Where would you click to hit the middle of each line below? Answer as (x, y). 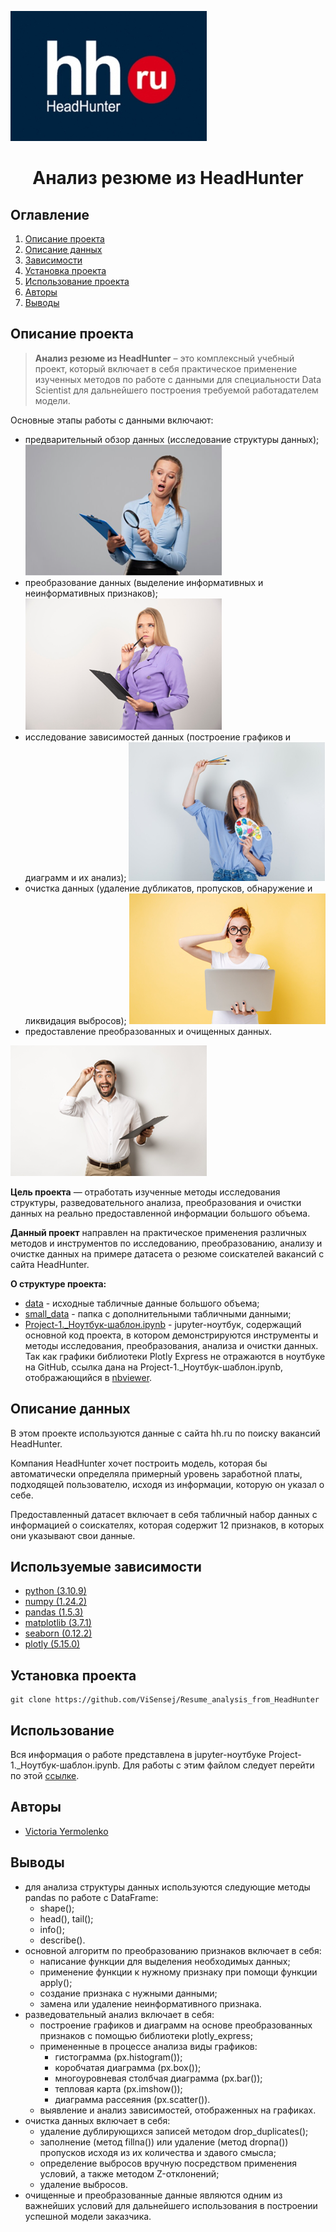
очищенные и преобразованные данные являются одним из (153, 2195)
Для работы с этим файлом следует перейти (218, 1765)
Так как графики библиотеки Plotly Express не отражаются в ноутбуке (175, 1356)
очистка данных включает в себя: (97, 2120)
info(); (52, 1929)
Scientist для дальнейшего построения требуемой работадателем (176, 390)
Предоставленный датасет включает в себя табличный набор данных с (164, 1514)
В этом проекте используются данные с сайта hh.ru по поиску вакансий (165, 1433)
